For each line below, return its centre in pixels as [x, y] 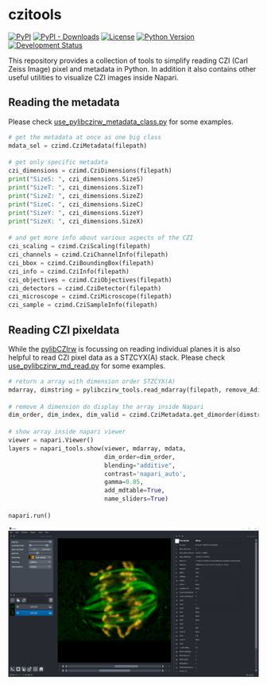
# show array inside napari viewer [67, 432]
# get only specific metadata [58, 162]
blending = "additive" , [140, 465]
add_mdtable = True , [135, 491]
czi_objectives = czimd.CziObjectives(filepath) [90, 280]
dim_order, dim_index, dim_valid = [67, 415]
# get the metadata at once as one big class [85, 137]
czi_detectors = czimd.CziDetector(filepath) [85, 288]
